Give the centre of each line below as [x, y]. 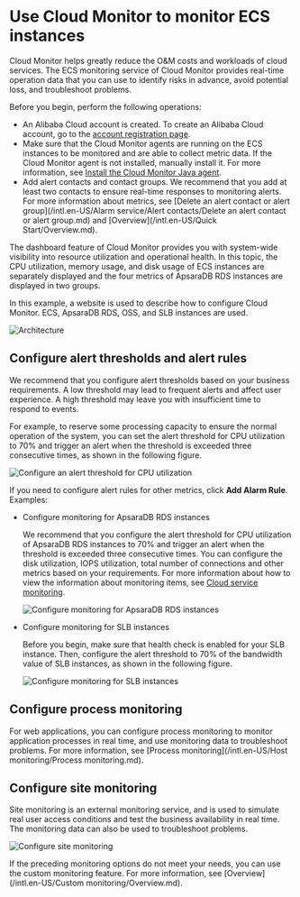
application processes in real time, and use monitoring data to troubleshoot [149, 740]
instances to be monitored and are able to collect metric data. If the [147, 153]
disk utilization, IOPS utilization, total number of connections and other [153, 563]
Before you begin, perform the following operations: [105, 106]
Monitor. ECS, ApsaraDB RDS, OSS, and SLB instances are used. [129, 312]
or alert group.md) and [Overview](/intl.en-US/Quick [120, 220]
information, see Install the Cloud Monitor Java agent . [122, 172]
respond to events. [44, 408]
